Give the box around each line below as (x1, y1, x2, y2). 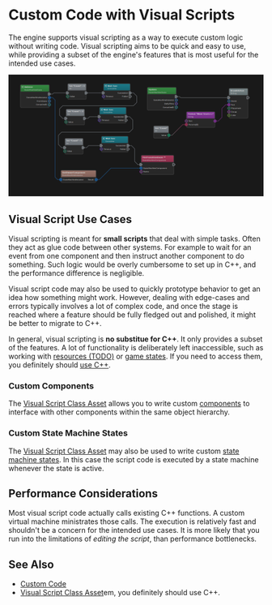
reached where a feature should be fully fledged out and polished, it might (8, 310, 257, 320)
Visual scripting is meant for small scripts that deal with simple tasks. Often (8, 234, 261, 243)
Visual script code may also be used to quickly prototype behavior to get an (8, 284, 261, 294)
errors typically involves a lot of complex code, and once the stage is (8, 301, 239, 311)
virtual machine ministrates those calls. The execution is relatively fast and (8, 517, 257, 526)
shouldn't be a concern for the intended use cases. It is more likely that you (8, 526, 261, 535)
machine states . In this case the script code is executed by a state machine (8, 454, 259, 464)
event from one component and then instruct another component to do (8, 251, 244, 260)
